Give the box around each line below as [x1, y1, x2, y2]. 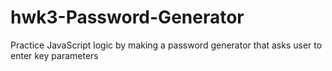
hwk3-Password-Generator [10, 6, 245, 29]
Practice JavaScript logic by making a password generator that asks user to [10, 39, 323, 51]
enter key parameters [10, 49, 99, 61]
